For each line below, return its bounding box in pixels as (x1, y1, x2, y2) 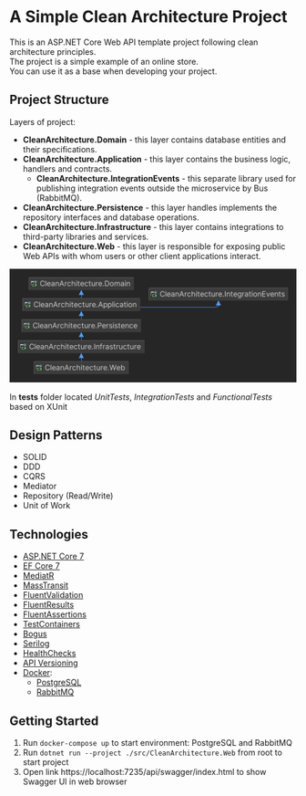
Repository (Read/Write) (22, 490, 114, 501)
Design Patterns (9, 427, 103, 443)
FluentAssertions (22, 609, 87, 620)
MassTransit (22, 580, 69, 591)
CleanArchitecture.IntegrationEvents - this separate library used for (36, 173, 296, 183)
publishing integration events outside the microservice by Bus (36, 183, 269, 194)
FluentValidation (22, 590, 84, 601)
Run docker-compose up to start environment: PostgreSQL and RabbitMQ (22, 738, 293, 749)
